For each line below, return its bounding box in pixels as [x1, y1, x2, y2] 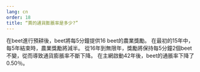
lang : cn [6, 8, 28, 15]
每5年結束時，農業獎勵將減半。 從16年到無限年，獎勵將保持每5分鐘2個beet [6, 44, 192, 52]
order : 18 [6, 14, 31, 20]
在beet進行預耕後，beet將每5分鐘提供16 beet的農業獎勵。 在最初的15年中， [6, 37, 194, 44]
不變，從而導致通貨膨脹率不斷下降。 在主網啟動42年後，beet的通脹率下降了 [6, 52, 195, 59]
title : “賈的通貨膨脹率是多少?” [6, 20, 78, 26]
